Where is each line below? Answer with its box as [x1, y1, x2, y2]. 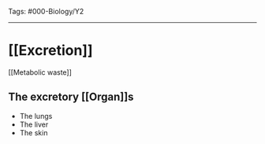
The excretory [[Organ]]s [8, 90, 134, 104]
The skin [19, 127, 48, 137]
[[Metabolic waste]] [8, 67, 73, 77]
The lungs [19, 111, 53, 120]
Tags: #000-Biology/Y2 [8, 7, 84, 16]
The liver [19, 120, 49, 129]
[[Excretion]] [8, 42, 93, 60]
